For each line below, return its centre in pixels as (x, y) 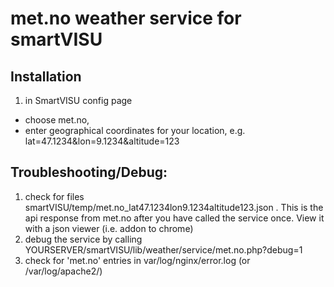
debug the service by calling (83, 239)
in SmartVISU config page (78, 100)
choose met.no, (57, 120)
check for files (54, 196)
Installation (46, 76)
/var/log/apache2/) (63, 271)
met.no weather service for (126, 18)
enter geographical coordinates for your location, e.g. (135, 130)
